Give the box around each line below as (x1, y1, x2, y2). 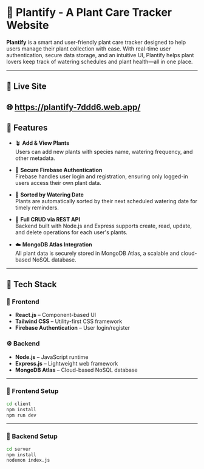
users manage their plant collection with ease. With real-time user (6, 45, 171, 52)
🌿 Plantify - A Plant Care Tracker (6, 5, 172, 19)
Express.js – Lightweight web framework (15, 360, 118, 367)
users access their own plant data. (15, 179, 101, 186)
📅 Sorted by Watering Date (15, 191, 84, 198)
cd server (6, 446, 32, 452)
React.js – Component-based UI (15, 311, 97, 319)
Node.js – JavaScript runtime (15, 353, 89, 361)
